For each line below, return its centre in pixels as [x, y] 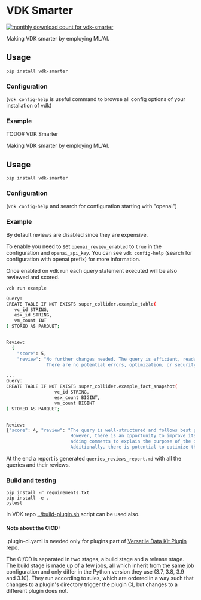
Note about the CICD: [33, 528]
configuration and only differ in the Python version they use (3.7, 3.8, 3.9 [95, 572]
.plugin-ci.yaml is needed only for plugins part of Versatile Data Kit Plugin [97, 541]
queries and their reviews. [38, 465]
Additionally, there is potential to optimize [129, 447]
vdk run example [26, 288]
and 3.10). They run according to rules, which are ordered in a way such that [100, 578]
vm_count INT [30, 321]
